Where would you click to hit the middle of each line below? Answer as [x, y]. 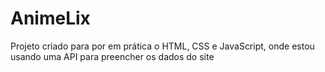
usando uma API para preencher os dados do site [112, 56]
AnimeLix [50, 18]
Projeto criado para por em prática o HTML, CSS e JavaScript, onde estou [162, 46]
